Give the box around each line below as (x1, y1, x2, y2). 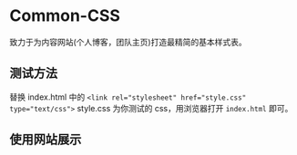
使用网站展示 (9, 132, 82, 148)
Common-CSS (9, 5, 121, 26)
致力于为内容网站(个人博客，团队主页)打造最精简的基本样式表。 (9, 36, 248, 47)
